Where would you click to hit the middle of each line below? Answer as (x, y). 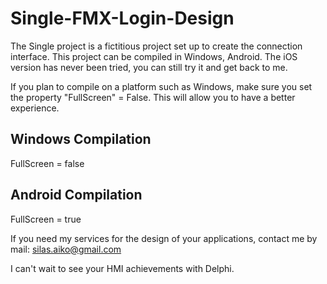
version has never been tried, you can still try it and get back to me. (149, 67)
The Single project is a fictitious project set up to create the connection (156, 46)
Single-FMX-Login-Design (122, 18)
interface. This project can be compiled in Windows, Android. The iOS (154, 56)
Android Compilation (76, 195)
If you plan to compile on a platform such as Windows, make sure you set (161, 86)
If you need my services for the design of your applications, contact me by (164, 238)
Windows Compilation (81, 139)
